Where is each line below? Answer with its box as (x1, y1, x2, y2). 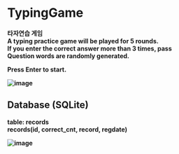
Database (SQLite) (7, 99, 89, 111)
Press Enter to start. (7, 65, 67, 73)
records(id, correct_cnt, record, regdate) (7, 125, 128, 134)
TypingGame (7, 5, 84, 21)
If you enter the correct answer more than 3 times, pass (7, 44, 173, 52)
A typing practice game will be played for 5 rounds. (7, 36, 159, 45)
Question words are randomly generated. (7, 51, 130, 60)
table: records (7, 118, 49, 126)
